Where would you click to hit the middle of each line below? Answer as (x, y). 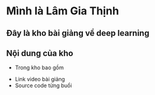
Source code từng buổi (43, 85)
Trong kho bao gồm (39, 68)
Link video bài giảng (40, 79)
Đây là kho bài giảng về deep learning (78, 33)
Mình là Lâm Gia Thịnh (62, 11)
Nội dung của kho (40, 53)
